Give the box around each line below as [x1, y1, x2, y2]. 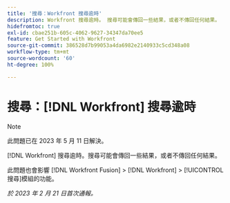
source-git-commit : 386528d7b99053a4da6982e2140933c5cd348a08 [7, 42, 190, 49]
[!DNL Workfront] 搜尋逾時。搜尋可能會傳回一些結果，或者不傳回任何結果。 [7, 151, 221, 159]
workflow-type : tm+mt [7, 49, 70, 56]
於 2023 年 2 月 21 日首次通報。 [7, 189, 97, 197]
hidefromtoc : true [7, 23, 60, 30]
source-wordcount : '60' [7, 55, 76, 62]
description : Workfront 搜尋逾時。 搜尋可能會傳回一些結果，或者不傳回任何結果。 [7, 17, 220, 23]
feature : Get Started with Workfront [7, 36, 116, 43]
